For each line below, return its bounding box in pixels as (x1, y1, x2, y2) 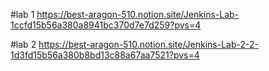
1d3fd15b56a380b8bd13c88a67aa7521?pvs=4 (10, 49, 200, 61)
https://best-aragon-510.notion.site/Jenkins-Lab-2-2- (38, 39, 259, 50)
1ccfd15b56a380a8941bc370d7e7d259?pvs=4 (10, 19, 202, 31)
